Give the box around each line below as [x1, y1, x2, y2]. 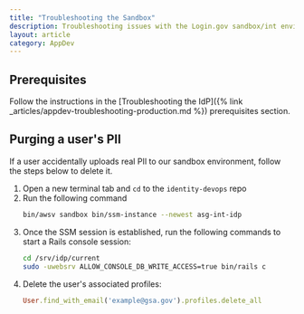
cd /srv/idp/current [22, 253, 100, 262]
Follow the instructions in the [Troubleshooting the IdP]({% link [9, 96, 243, 107]
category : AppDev [9, 38, 75, 48]
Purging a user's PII [9, 132, 122, 147]
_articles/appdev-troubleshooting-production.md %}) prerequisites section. [9, 106, 291, 117]
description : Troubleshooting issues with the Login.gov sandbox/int [9, 22, 278, 31]
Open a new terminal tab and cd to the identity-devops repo [22, 183, 247, 194]
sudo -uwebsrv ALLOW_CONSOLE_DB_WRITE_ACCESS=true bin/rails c [22, 262, 267, 271]
